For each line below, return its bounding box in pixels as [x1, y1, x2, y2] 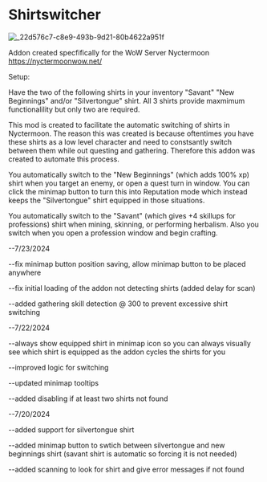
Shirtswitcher [8, 6, 102, 24]
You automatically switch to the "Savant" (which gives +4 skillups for [8, 210, 237, 220]
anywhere [8, 268, 42, 277]
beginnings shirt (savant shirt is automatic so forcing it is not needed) [8, 448, 238, 459]
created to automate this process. [8, 154, 120, 164]
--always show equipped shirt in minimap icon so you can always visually [8, 338, 251, 348]
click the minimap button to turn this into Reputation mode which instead [8, 186, 248, 196]
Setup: [8, 71, 30, 81]
